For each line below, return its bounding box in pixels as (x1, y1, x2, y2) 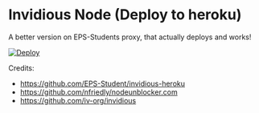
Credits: (8, 63, 35, 73)
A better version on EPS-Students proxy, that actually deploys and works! (8, 32, 252, 42)
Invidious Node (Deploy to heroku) (8, 6, 242, 24)
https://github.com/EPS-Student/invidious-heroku (19, 79, 186, 88)
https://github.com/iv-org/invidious (19, 95, 137, 105)
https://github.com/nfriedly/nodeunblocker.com (19, 87, 179, 97)
